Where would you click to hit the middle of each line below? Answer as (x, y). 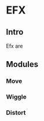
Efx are (14, 46)
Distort (16, 113)
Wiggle (16, 97)
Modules (22, 64)
